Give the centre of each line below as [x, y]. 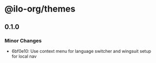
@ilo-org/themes [40, 9]
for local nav [24, 56]
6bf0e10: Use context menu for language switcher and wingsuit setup [81, 51]
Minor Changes [23, 41]
